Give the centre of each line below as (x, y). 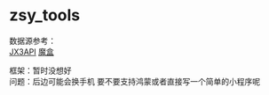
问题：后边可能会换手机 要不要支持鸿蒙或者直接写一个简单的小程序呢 (134, 81)
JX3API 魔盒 (32, 51)
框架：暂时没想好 (40, 70)
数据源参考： (32, 40)
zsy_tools (45, 15)
